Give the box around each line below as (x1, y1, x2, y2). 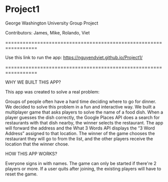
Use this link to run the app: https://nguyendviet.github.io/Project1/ (5, 54, 143, 60)
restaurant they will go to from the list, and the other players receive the (5, 135, 153, 141)
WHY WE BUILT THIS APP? (5, 79, 61, 85)
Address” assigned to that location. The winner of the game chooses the (5, 130, 155, 136)
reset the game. (5, 171, 38, 177)
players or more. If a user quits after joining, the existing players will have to (5, 165, 161, 171)
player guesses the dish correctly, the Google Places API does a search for (5, 114, 160, 120)
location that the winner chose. (5, 141, 69, 147)
